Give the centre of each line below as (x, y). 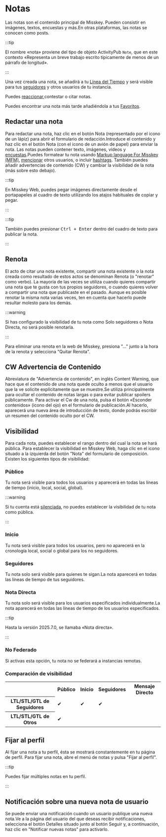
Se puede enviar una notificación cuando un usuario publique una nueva (79, 814)
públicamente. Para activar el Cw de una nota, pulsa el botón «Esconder (79, 400)
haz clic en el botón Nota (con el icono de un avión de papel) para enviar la (82, 144)
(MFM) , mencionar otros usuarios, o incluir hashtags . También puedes (77, 160)
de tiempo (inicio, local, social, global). (44, 488)
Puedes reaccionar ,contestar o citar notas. (48, 96)
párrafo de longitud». (27, 62)
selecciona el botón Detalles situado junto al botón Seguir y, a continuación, (82, 824)
